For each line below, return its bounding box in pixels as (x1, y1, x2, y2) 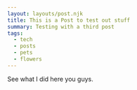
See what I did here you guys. (7, 75, 93, 83)
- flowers (13, 56, 42, 63)
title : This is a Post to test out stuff (7, 17, 131, 24)
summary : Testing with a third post (7, 23, 115, 30)
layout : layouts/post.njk (7, 10, 83, 17)
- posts (13, 43, 37, 50)
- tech (13, 36, 33, 43)
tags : (7, 29, 23, 37)
